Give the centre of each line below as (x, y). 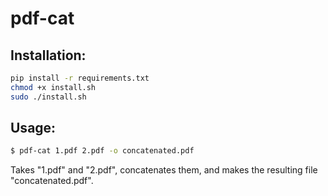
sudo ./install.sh (48, 97)
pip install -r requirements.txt (80, 78)
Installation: (48, 55)
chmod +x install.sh (53, 87)
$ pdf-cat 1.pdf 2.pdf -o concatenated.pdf (102, 151)
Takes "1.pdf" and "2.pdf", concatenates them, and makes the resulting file (164, 170)
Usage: (33, 128)
